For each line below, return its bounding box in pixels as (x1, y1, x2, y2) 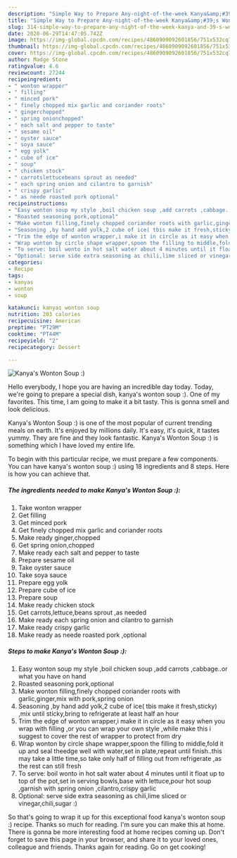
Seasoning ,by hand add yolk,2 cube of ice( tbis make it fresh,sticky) (18, 702, 217, 711)
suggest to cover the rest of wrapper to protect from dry (18, 732, 181, 740)
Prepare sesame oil (18, 556, 75, 564)
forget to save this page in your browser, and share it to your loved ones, (8, 835, 219, 844)
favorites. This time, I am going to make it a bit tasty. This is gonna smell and (8, 398, 229, 406)
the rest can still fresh (18, 762, 82, 771)
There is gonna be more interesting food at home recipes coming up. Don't (8, 828, 225, 836)
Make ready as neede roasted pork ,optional (18, 631, 147, 639)
